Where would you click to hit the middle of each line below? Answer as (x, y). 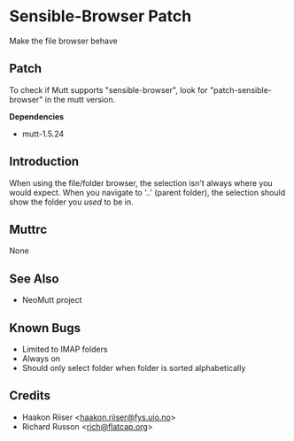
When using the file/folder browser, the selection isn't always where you (141, 182)
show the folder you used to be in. (72, 202)
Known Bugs (45, 328)
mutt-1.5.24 (43, 134)
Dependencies (37, 116)
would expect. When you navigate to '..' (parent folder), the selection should (147, 192)
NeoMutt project (52, 300)
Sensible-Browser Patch (101, 16)
